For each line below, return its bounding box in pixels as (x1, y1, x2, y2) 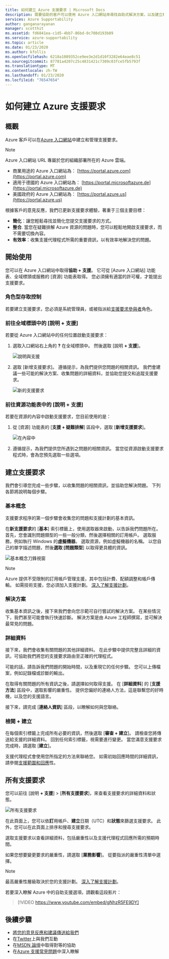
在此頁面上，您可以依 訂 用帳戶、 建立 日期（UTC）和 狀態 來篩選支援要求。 (5, 818, 156, 824)
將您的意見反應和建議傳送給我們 (12, 929, 79, 936)
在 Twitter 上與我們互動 (12, 936, 58, 942)
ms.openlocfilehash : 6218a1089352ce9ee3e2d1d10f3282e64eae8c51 (5, 54, 141, 59)
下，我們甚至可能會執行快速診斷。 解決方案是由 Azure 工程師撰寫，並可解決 (5, 614, 162, 620)
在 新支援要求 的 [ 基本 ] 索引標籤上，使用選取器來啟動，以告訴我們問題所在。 (5, 525, 161, 531)
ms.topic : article (5, 40, 44, 45)
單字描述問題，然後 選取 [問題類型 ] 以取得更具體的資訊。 (14, 544, 130, 550)
